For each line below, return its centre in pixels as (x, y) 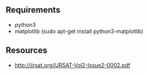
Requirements (33, 10)
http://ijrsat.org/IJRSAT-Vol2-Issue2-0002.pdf (72, 65)
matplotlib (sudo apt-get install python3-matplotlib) (79, 31)
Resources (27, 50)
